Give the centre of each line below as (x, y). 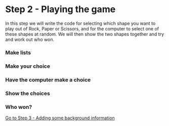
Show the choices (28, 93)
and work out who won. (30, 39)
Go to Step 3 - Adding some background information (60, 118)
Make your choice (28, 66)
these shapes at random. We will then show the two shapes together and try (85, 34)
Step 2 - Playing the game (60, 9)
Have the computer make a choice (48, 79)
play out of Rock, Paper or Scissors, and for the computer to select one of (82, 28)
